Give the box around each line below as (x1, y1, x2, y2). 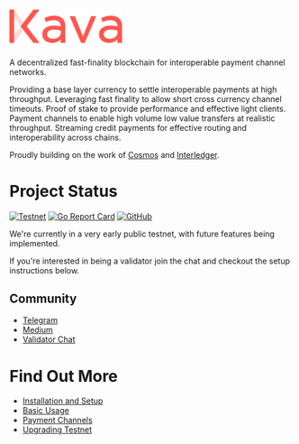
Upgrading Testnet (22, 424, 93, 435)
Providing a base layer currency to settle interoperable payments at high (9, 84, 277, 95)
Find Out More (9, 365, 119, 386)
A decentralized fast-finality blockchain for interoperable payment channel (9, 57, 285, 68)
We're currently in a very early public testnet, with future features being (9, 228, 275, 239)
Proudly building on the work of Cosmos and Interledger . (9, 149, 220, 160)
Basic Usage (22, 405, 69, 416)
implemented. (9, 237, 60, 248)
